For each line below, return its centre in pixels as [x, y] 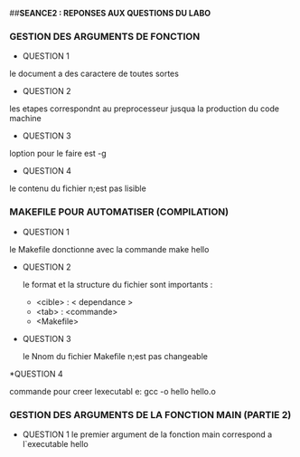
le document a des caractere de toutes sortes [94, 74]
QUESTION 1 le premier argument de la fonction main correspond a [147, 434]
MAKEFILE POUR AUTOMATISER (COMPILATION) [119, 212]
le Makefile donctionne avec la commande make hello [109, 249]
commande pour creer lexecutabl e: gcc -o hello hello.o [113, 391]
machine [26, 119]
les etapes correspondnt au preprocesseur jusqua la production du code [145, 109]
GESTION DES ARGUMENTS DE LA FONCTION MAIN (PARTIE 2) [150, 414]
